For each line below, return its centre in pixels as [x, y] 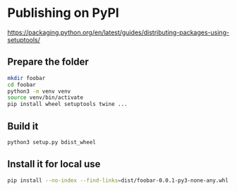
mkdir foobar [26, 78]
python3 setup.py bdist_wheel [52, 142]
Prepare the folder [48, 62]
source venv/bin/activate [45, 98]
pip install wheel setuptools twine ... [68, 104]
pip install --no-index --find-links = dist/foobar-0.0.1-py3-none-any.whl [118, 180]
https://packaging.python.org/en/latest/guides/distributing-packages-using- [119, 32]
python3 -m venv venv [39, 91]
